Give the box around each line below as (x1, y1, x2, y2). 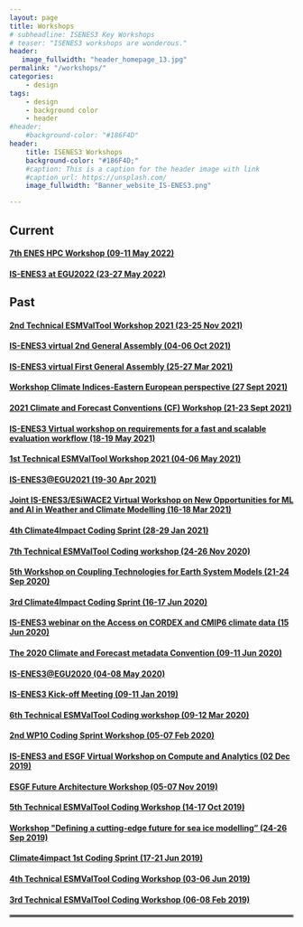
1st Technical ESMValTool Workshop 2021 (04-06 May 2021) (9, 454, 242, 464)
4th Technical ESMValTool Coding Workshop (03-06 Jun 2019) (9, 873, 251, 884)
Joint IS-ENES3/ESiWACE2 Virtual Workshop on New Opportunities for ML (9, 494, 294, 506)
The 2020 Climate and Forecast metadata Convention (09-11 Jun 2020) (9, 648, 282, 658)
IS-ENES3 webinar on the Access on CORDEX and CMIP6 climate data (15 (9, 617, 289, 628)
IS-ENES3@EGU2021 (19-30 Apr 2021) (9, 473, 157, 484)
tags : (9, 89, 30, 98)
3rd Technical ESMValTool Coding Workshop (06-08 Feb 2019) (9, 894, 251, 904)
